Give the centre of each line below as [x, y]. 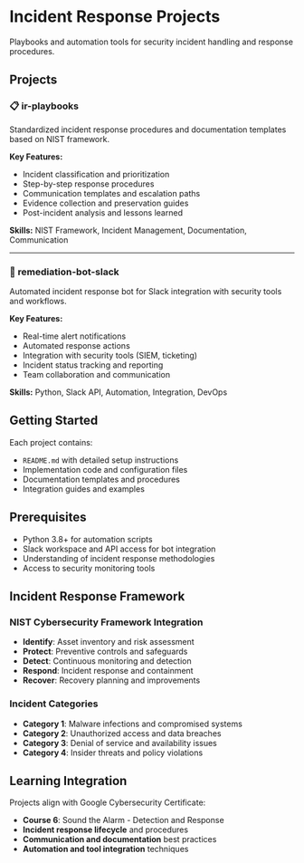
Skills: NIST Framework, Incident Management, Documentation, [128, 230]
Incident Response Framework [97, 596]
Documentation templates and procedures [101, 479]
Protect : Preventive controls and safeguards [105, 652]
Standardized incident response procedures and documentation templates [148, 129]
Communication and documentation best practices [119, 839]
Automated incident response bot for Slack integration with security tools [146, 291]
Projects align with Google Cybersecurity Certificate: [108, 802]
